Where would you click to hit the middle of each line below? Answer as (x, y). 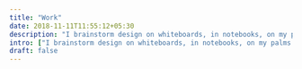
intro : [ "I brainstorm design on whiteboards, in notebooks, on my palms (151, 43)
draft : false (34, 51)
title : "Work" (36, 17)
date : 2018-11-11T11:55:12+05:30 (72, 26)
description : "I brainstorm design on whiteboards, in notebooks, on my (148, 34)
